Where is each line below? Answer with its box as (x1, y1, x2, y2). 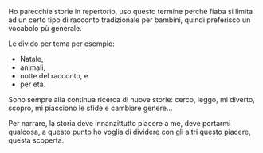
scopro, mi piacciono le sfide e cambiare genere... (8, 103, 173, 113)
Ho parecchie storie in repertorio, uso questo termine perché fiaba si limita (8, 7, 253, 16)
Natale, (19, 55, 44, 63)
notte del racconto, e (19, 71, 89, 80)
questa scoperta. (8, 136, 65, 145)
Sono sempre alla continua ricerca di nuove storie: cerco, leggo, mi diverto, (8, 95, 255, 104)
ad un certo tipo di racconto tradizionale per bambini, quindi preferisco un (8, 15, 251, 25)
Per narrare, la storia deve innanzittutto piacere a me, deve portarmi (8, 119, 231, 128)
